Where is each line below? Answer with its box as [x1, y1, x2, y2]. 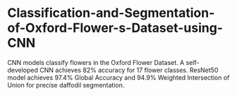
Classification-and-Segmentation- [7, 5, 215, 21]
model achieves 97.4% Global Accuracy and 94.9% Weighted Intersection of [7, 73, 230, 82]
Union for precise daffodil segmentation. [7, 80, 125, 89]
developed [7, 66, 39, 74]
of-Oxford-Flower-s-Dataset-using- [7, 20, 224, 36]
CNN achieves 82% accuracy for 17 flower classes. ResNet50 [39, 66, 219, 74]
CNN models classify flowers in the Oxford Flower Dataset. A [7, 58, 185, 66]
